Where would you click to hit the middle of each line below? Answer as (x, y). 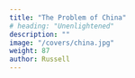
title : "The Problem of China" (68, 17)
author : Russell (40, 59)
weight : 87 (30, 51)
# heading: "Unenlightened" (62, 26)
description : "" (40, 34)
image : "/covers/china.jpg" (62, 43)
